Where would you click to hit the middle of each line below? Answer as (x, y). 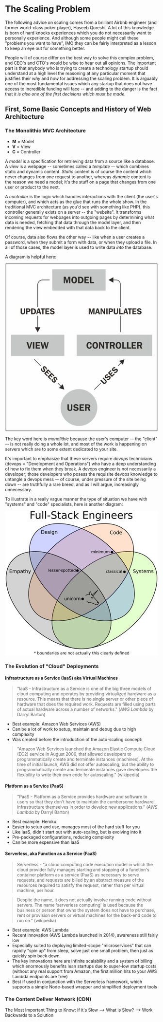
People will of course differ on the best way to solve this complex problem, (80, 57)
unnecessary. (19, 489)
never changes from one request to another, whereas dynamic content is (78, 177)
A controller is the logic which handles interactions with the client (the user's (81, 196)
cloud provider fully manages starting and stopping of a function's (83, 870)
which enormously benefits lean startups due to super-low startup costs (84, 966)
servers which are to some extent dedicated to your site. (61, 449)
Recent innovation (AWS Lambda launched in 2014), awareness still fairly (85, 935)
